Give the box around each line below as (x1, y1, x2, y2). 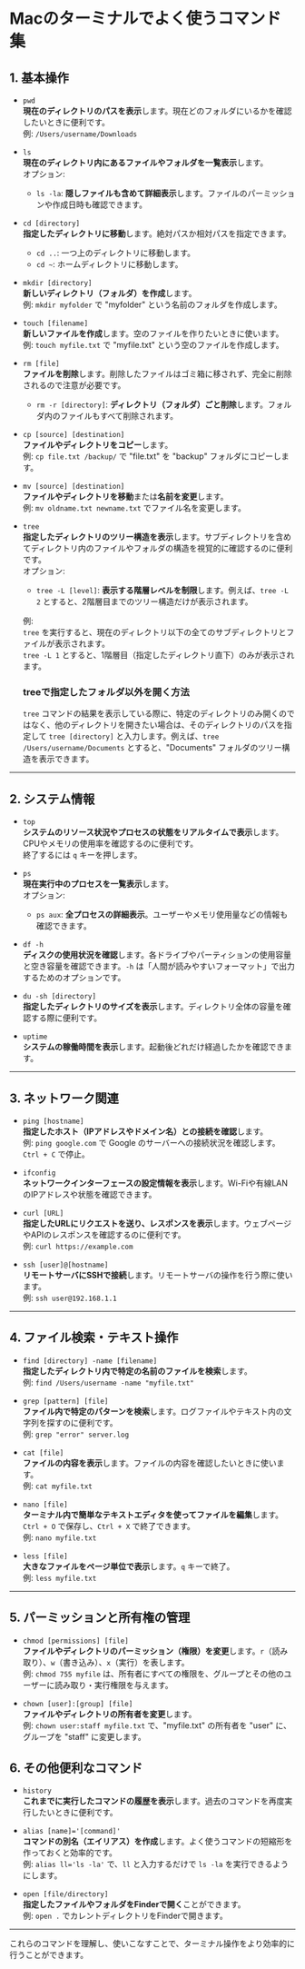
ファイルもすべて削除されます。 (60, 411, 179, 421)
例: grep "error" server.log (22, 1428, 130, 1439)
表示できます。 (38, 753, 94, 764)
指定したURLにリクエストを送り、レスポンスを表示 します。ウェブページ (22, 1218, 292, 1228)
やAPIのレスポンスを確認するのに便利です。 (22, 1228, 186, 1240)
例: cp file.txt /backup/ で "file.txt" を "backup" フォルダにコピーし (22, 451, 281, 462)
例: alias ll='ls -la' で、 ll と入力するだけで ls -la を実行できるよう (22, 1859, 289, 1870)
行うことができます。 (9, 1950, 89, 1961)
